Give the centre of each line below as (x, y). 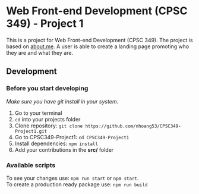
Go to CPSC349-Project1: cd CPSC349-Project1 (72, 137)
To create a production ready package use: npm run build (77, 184)
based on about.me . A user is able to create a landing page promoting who (98, 46)
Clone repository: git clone (49, 126)
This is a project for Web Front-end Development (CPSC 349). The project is (99, 40)
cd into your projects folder (48, 119)
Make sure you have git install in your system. (62, 101)
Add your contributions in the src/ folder (64, 149)
